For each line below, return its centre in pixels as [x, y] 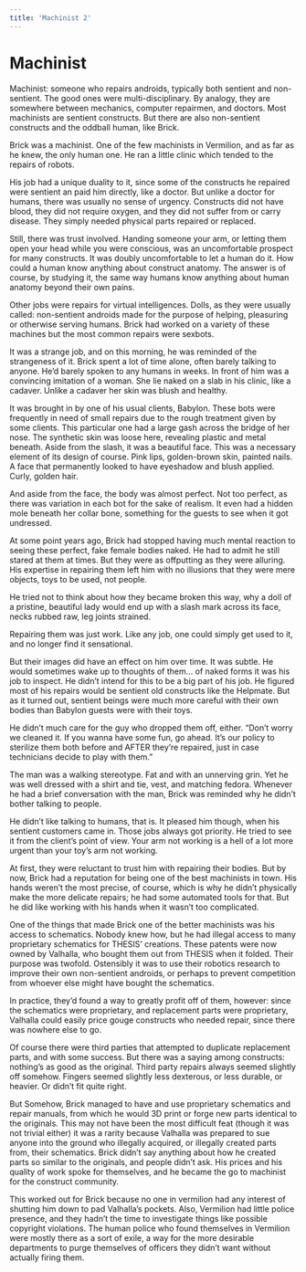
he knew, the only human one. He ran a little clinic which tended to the [142, 154]
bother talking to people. [56, 804]
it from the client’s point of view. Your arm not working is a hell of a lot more [152, 840]
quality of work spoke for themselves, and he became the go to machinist [148, 1172]
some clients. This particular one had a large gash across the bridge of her [150, 427]
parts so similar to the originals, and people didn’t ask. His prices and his [146, 1162]
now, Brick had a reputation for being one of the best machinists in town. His [153, 878]
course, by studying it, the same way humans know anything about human [149, 277]
